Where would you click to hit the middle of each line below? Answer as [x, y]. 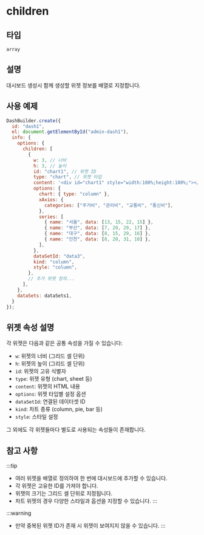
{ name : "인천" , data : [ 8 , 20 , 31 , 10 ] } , [98, 239]
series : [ [51, 217]
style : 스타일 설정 [36, 417]
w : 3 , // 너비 [50, 160]
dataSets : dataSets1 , [44, 296]
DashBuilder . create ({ [34, 121]
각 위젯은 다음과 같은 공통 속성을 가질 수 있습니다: [65, 343]
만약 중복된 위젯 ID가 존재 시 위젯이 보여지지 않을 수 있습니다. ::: [90, 526]
